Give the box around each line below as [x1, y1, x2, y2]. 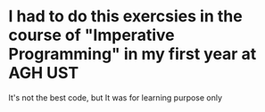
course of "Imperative [8, 25, 175, 45]
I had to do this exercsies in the [8, 6, 243, 27]
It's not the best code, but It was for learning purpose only [8, 92, 223, 103]
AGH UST [8, 63, 79, 84]
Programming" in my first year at [8, 44, 257, 64]
